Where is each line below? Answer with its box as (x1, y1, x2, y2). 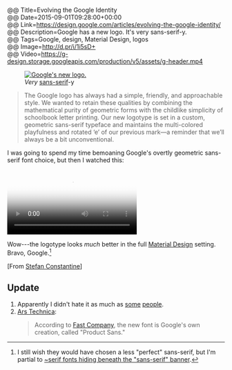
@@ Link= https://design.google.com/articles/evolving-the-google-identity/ (7, 21, 221, 28)
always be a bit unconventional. (23, 135, 115, 144)
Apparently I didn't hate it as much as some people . (17, 300, 164, 309)
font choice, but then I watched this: (21, 156, 124, 164)
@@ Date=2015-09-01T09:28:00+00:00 (7, 13, 122, 21)
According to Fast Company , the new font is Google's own (34, 321, 200, 329)
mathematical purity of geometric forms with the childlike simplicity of (23, 106, 223, 114)
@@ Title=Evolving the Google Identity (7, 6, 117, 14)
